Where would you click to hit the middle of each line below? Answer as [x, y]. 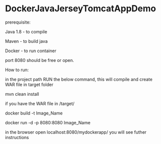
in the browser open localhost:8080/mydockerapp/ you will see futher [76, 132]
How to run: [17, 70]
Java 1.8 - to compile [26, 31]
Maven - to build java [27, 41]
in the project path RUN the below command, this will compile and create [79, 79]
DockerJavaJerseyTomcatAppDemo [80, 9]
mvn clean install [22, 94]
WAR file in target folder [29, 85]
